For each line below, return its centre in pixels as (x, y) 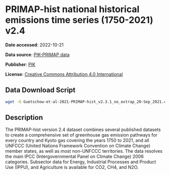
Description (24, 118)
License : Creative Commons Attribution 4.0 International (64, 74)
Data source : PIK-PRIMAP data (37, 55)
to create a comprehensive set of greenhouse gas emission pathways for (81, 135)
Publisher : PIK (20, 64)
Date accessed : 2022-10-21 (35, 45)
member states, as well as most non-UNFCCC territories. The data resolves (84, 151)
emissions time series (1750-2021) (79, 20)
